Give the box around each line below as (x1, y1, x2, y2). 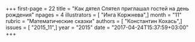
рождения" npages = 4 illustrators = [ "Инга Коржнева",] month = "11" (5, 11, 182, 18)
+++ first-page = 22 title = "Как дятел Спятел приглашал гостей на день (5, 5, 189, 12)
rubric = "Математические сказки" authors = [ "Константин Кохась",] (5, 18, 182, 24)
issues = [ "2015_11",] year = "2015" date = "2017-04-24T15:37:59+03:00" (5, 24, 189, 31)
